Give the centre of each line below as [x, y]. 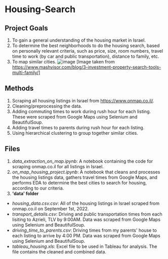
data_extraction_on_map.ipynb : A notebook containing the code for [82, 161]
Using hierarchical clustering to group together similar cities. [75, 133]
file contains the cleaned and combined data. [59, 251]
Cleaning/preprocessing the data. [47, 106]
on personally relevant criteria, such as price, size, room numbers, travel [87, 51]
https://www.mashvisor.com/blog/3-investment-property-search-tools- [87, 67]
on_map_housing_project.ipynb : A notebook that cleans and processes [86, 172]
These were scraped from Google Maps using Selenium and [75, 117]
